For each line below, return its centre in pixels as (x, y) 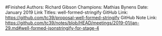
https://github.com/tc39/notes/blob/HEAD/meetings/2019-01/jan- (72, 23)
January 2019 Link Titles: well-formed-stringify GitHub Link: (67, 12)
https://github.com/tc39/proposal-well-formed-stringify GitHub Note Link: (81, 18)
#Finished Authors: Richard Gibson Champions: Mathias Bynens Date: (77, 7)
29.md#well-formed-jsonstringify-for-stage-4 (52, 28)
